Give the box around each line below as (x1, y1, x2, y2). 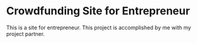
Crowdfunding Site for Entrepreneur (6, 4, 190, 18)
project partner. (6, 30, 45, 37)
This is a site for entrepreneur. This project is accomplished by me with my (6, 24, 192, 31)
